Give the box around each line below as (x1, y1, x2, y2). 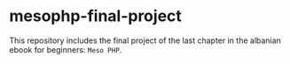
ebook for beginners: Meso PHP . (9, 44, 122, 54)
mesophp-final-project (9, 6, 182, 26)
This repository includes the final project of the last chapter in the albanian (9, 35, 281, 46)
